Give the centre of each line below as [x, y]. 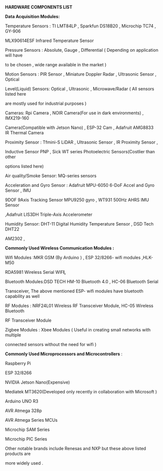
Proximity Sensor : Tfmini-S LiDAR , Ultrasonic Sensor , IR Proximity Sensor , [81, 142]
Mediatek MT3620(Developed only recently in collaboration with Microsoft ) [81, 392]
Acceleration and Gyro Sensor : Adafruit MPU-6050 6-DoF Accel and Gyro [80, 185]
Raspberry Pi [18, 363]
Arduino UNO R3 [22, 401]
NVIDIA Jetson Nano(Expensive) [37, 382]
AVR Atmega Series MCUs [31, 420]
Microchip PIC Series [26, 439]
